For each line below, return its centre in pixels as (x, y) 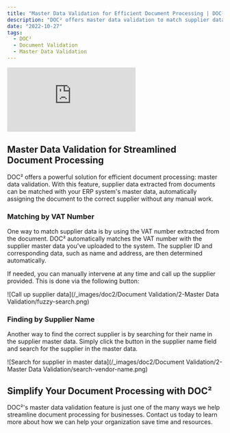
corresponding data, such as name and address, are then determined (105, 253)
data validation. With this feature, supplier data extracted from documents (111, 184)
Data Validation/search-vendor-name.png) (88, 369)
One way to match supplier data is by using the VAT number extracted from (113, 231)
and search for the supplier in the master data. (73, 349)
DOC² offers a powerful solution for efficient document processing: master (112, 177)
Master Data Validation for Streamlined (92, 150)
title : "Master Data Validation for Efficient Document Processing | (108, 13)
